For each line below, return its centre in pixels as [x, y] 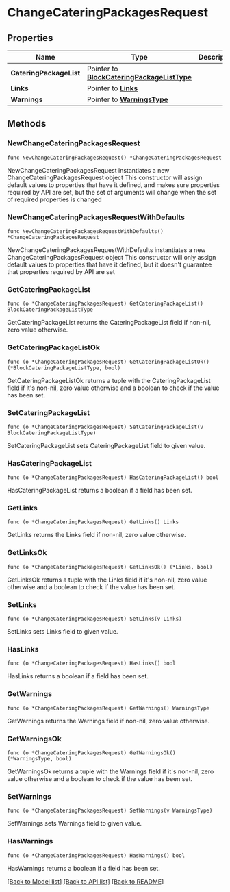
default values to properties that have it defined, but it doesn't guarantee [110, 264]
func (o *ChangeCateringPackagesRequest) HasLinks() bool [91, 664]
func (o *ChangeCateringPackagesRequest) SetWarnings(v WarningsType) [110, 811]
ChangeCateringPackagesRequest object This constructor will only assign [112, 257]
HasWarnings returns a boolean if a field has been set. [84, 868]
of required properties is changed [54, 199]
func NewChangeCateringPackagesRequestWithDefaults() [86, 231]
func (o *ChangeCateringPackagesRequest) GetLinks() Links [93, 522]
